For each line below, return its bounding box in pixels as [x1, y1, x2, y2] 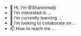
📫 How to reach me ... [9, 26, 55, 31]
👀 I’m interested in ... [9, 10, 52, 16]
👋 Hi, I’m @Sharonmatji [9, 5, 56, 10]
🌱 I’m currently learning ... [9, 15, 62, 20]
